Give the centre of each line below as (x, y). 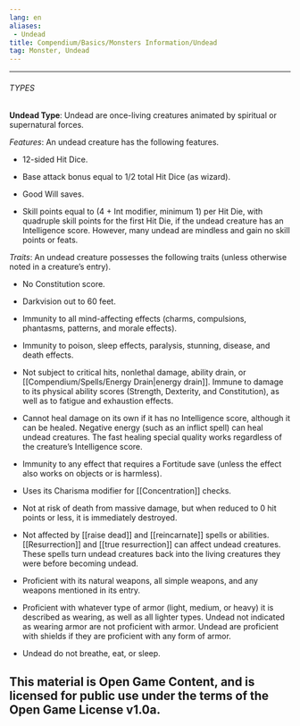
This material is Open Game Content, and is (132, 682)
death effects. (48, 355)
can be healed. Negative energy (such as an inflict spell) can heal (142, 428)
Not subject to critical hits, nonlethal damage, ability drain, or (134, 373)
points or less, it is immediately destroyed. (100, 518)
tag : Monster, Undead (50, 51)
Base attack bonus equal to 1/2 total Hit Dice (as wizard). (126, 177)
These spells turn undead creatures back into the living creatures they (151, 554)
